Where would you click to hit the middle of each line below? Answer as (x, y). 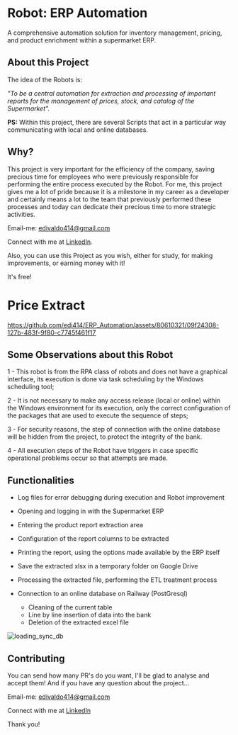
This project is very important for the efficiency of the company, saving (111, 169)
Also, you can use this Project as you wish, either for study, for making (110, 255)
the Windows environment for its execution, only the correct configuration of (119, 408)
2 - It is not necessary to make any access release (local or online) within (114, 400)
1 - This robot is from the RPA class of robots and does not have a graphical (118, 372)
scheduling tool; (31, 387)
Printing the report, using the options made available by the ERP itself (119, 552)
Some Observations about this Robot (90, 355)
